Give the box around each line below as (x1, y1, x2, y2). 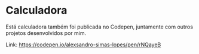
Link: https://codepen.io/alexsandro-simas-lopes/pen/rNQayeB (5, 41, 161, 48)
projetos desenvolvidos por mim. (5, 29, 87, 36)
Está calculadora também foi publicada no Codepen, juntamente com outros (5, 23, 194, 30)
